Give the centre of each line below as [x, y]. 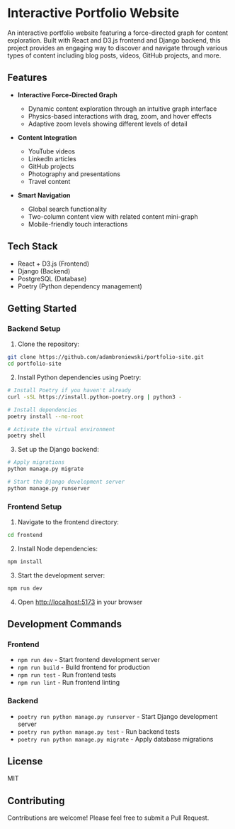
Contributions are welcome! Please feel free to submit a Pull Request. [108, 818]
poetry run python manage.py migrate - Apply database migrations [115, 739]
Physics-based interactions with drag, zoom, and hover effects [120, 116]
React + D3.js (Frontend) [53, 264]
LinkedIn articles [52, 158]
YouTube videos [52, 151]
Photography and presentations [74, 174]
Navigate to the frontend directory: [68, 522]
